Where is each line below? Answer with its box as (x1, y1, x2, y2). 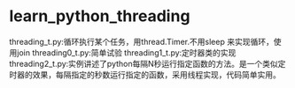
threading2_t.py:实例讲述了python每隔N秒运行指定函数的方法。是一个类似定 (9, 58, 286, 69)
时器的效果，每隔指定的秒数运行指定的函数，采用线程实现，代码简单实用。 (9, 69, 281, 80)
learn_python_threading (9, 6, 190, 26)
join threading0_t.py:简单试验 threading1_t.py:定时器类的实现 (16, 47, 237, 58)
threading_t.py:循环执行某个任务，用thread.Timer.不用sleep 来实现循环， (9, 36, 275, 47)
